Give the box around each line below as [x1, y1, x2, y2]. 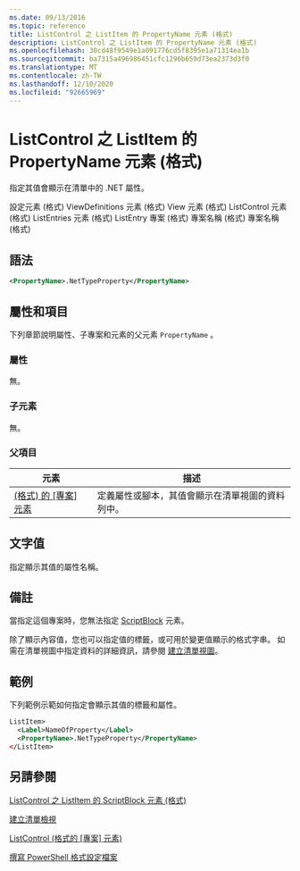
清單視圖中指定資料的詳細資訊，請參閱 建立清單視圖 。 [24, 645, 223, 657]
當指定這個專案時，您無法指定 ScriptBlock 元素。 [9, 616, 189, 626]
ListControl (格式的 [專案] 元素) [9, 833, 122, 843]
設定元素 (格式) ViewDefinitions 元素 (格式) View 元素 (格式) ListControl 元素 [9, 202, 287, 213]
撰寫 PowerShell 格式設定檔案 [9, 851, 118, 862]
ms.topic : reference [9, 21, 87, 30]
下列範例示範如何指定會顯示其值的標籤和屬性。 [9, 699, 181, 710]
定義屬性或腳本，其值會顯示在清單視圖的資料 [96, 489, 286, 501]
